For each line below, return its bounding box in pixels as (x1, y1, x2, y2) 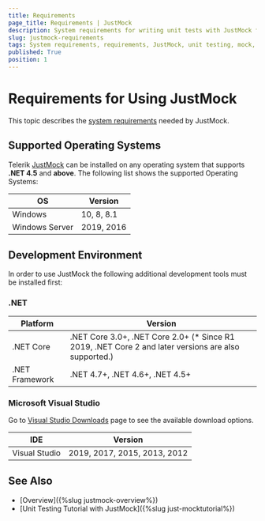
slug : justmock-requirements (8, 33, 104, 42)
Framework (12, 373, 54, 384)
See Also (8, 474, 53, 488)
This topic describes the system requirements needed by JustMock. (8, 115, 230, 125)
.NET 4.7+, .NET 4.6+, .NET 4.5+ (69, 368, 192, 379)
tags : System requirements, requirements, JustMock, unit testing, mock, (8, 41, 256, 49)
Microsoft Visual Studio (8, 397, 100, 408)
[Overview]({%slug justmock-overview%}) (19, 495, 159, 504)
